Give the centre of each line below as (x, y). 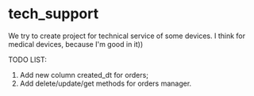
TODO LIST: (28, 60)
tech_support (54, 14)
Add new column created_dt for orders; (84, 75)
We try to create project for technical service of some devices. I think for (127, 36)
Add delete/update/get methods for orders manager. (106, 83)
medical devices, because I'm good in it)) (76, 44)
